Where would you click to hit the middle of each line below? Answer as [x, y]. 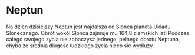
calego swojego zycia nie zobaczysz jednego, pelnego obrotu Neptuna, [93, 39]
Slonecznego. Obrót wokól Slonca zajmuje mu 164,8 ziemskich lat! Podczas [98, 33]
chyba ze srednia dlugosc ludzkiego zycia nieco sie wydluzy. [80, 46]
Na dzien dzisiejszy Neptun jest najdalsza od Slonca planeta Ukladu [88, 27]
